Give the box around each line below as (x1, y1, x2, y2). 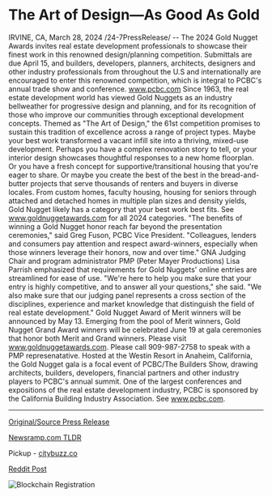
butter (8, 178, 29, 188)
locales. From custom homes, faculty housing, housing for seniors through (8, 187, 257, 197)
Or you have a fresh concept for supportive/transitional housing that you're (8, 161, 259, 171)
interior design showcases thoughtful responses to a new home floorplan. (8, 152, 255, 163)
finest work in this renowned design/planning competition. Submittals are (8, 49, 253, 59)
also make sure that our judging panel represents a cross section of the (8, 290, 247, 300)
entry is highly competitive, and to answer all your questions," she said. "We (8, 282, 261, 291)
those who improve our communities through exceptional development (8, 109, 244, 119)
